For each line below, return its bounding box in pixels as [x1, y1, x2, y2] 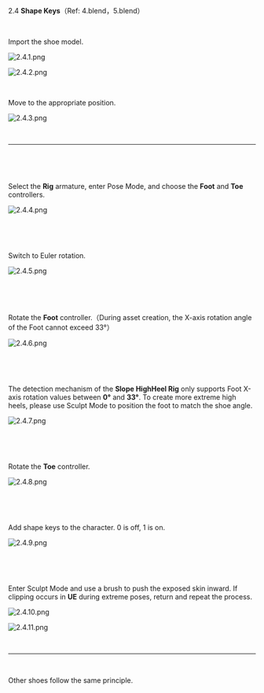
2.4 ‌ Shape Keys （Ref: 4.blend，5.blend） [8, 6, 145, 15]
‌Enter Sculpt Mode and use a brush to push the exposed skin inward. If [8, 584, 238, 593]
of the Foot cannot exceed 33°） [8, 323, 114, 332]
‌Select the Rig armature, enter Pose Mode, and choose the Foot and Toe [8, 182, 244, 190]
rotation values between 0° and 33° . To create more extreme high [23, 393, 236, 402]
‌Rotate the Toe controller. [8, 462, 90, 471]
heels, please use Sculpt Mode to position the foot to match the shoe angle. [8, 401, 253, 410]
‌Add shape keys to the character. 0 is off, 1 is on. [8, 523, 166, 532]
